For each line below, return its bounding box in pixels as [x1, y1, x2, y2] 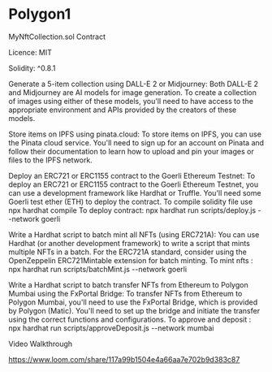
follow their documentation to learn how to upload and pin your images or [8, 146, 254, 156]
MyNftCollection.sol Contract [8, 32, 106, 41]
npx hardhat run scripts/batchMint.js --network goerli [8, 264, 188, 274]
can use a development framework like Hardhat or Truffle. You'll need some [8, 188, 261, 197]
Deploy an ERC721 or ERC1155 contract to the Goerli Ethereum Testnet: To [8, 171, 256, 180]
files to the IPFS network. [8, 155, 93, 165]
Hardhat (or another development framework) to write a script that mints [8, 238, 250, 248]
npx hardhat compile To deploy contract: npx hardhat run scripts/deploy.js [8, 205, 257, 215]
